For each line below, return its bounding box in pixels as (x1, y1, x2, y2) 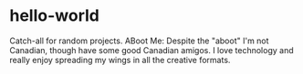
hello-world (9, 5, 100, 26)
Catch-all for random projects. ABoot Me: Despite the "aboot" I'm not (9, 35, 269, 46)
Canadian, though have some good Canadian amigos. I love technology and (9, 44, 294, 55)
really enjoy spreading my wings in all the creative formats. (9, 54, 231, 65)
